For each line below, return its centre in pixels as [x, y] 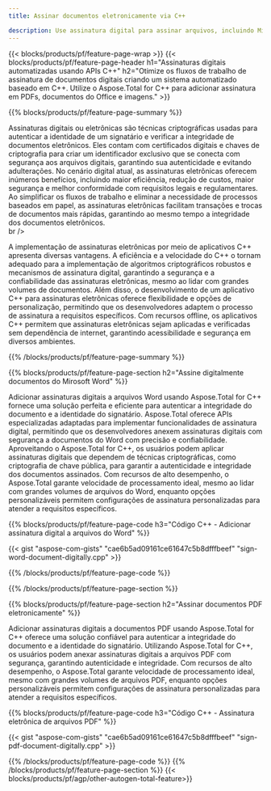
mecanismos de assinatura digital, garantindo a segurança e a [112, 273]
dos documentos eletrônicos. [57, 222]
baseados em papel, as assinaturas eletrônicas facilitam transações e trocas [135, 205]
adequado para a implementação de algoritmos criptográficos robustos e [130, 264]
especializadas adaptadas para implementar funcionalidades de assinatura [133, 422]
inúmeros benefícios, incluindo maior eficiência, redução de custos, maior [131, 180]
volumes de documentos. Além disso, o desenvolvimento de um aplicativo [131, 290]
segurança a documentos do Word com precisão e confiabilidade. [118, 440]
